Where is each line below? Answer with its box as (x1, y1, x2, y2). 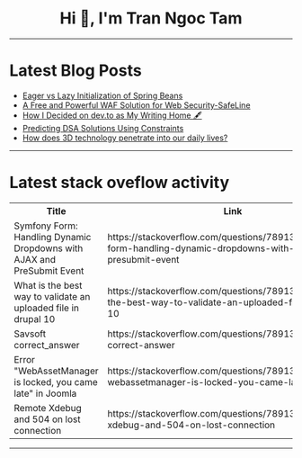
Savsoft (13, 328, 47, 340)
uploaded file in (13, 301, 79, 314)
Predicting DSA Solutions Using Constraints (22, 122, 184, 133)
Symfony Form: (13, 220, 78, 232)
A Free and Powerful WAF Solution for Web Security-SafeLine (22, 99, 251, 111)
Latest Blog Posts (9, 60, 142, 81)
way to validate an (13, 290, 91, 302)
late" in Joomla (13, 387, 77, 400)
